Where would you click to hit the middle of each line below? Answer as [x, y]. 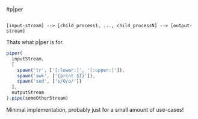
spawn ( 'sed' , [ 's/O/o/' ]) [50, 82]
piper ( [14, 53]
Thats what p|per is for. [35, 42]
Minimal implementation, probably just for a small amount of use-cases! [95, 109]
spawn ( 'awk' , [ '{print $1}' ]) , [56, 76]
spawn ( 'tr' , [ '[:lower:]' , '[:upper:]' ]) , [71, 70]
